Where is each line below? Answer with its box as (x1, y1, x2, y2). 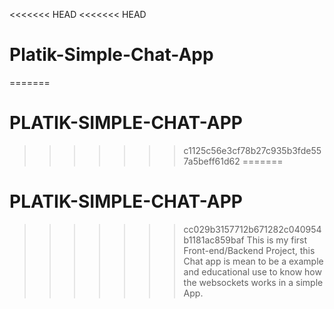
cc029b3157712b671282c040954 (183, 223, 322, 235)
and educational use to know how (183, 265, 322, 278)
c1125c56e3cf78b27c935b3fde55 (183, 144, 322, 156)
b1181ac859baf (183, 234, 245, 246)
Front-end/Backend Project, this (183, 244, 316, 256)
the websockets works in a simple (183, 276, 324, 288)
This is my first (246, 234, 308, 246)
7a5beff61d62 (183, 155, 241, 167)
